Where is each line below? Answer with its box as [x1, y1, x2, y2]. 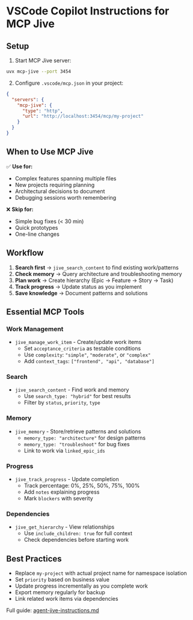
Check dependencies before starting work [23, 536, 129, 544]
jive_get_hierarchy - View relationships [14, 523, 115, 530]
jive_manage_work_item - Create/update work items [14, 339, 142, 346]
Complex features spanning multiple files [14, 174, 117, 182]
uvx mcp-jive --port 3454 [6, 69, 71, 75]
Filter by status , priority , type [23, 399, 100, 407]
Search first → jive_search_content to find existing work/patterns [14, 263, 179, 271]
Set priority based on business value [14, 576, 110, 583]
